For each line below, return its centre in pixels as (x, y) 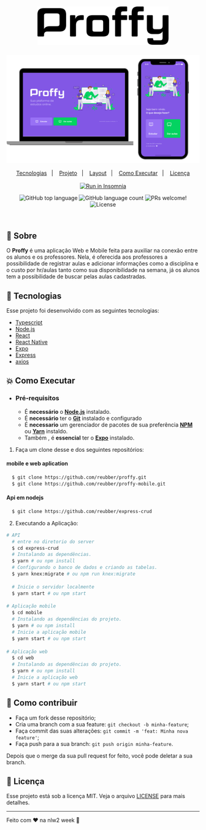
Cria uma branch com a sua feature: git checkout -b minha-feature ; (102, 724)
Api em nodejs (25, 498)
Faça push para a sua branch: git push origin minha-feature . (94, 744)
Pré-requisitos (37, 398)
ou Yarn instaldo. (46, 431)
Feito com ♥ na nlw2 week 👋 (43, 820)
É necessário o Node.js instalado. (68, 411)
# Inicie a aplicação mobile (49, 632)
